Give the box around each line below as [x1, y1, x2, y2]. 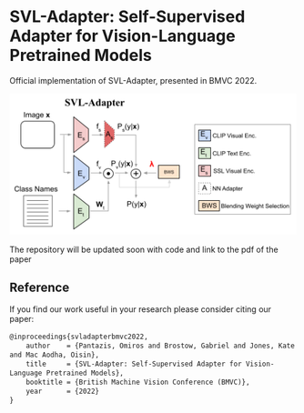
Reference [9, 279, 70, 295]
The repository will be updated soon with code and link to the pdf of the [9, 244, 279, 255]
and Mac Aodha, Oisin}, [9, 350, 100, 360]
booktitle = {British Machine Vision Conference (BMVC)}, [25, 378, 250, 388]
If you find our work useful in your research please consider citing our [9, 304, 271, 315]
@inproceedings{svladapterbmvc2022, [9, 332, 148, 342]
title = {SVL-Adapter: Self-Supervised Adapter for [25, 359, 243, 369]
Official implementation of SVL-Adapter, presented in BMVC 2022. [9, 75, 258, 86]
